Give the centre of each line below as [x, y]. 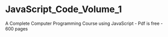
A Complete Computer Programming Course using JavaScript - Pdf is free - [84, 23]
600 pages [16, 28]
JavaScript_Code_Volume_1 [64, 9]
